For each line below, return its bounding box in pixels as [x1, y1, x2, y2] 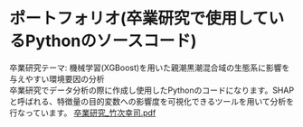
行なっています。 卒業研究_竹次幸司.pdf [9, 107, 156, 118]
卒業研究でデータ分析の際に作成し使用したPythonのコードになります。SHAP [9, 85, 295, 95]
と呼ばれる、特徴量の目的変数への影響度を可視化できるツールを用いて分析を [9, 95, 295, 106]
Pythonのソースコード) [25, 31, 197, 51]
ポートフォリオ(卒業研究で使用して [9, 8, 269, 29]
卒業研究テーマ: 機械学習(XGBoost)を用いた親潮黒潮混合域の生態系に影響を [9, 62, 290, 73]
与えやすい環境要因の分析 [9, 73, 105, 84]
